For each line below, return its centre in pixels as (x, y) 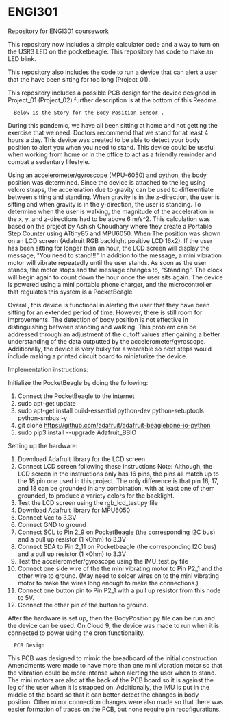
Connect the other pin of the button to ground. (83, 605)
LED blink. (22, 58)
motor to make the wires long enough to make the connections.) (108, 583)
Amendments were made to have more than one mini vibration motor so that (115, 665)
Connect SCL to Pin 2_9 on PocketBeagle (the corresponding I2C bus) (116, 532)
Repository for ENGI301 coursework (58, 31)
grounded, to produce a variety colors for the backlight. (96, 496)
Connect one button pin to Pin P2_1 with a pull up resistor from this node (119, 590)
